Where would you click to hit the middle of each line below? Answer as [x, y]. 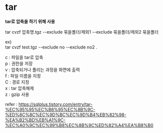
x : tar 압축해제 [20, 88]
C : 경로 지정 [17, 82]
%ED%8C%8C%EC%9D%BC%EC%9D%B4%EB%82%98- [66, 115]
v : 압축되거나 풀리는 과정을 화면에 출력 [42, 69]
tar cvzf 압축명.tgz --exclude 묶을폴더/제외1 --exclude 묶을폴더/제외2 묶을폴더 [82, 32]
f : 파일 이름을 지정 [23, 76]
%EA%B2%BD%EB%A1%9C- [35, 120]
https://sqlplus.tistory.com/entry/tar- [56, 104]
